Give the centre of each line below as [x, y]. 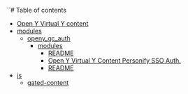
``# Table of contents [37, 10]
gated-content [48, 83]
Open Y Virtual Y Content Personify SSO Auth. [114, 61]
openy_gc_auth [49, 38]
